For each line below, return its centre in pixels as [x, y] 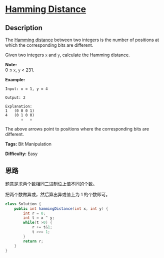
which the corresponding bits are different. [49, 45]
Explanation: [19, 106]
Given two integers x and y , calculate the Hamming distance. [67, 55]
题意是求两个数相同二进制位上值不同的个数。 [51, 184]
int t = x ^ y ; [39, 218]
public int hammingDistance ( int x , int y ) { [61, 209]
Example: [15, 80]
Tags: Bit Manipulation [28, 144]
